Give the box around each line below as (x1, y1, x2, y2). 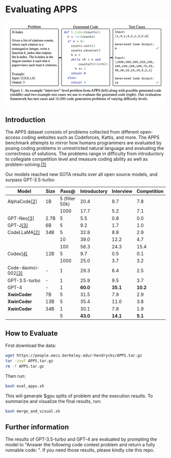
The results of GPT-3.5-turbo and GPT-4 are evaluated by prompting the (5, 436, 157, 442)
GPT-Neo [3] (7, 215, 35, 221)
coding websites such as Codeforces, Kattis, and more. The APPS (21, 134, 160, 141)
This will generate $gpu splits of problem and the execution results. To (5, 393, 153, 399)
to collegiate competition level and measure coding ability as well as (5, 156, 148, 162)
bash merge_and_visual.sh (5, 409, 60, 414)
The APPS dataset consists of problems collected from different (5, 129, 139, 135)
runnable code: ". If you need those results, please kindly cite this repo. (5, 447, 155, 453)
